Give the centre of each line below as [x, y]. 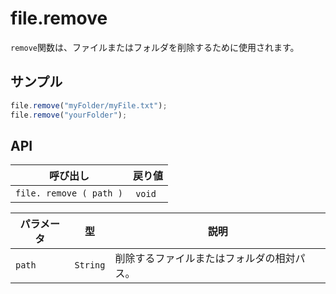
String [90, 265]
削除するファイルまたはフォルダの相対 [205, 259]
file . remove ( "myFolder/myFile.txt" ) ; [89, 105]
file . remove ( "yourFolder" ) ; [69, 115]
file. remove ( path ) [69, 193]
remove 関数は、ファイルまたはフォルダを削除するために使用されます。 [155, 47]
